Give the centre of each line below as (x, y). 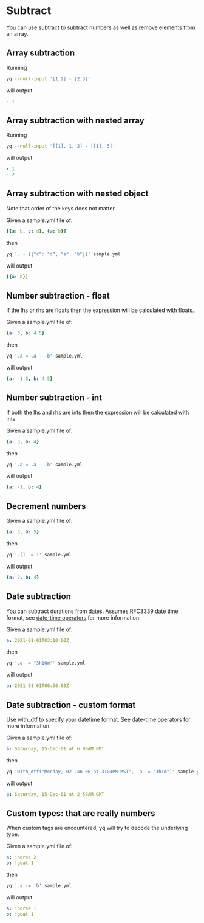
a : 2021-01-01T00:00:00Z (38, 686)
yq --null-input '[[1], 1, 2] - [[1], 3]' (61, 147)
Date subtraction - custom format (71, 705)
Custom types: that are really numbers (81, 813)
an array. (17, 33)
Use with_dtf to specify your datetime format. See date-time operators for (98, 719)
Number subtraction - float (58, 296)
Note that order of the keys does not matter (61, 208)
